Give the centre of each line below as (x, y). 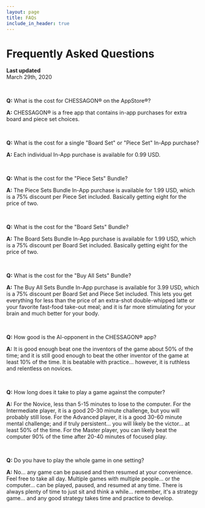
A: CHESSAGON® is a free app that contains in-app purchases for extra (97, 113)
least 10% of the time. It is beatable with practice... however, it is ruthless (98, 362)
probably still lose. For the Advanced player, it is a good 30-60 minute (94, 417)
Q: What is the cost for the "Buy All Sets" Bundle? (69, 275)
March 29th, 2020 (29, 77)
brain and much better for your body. (53, 313)
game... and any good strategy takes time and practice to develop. (90, 498)
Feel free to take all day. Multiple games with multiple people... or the (93, 479)
